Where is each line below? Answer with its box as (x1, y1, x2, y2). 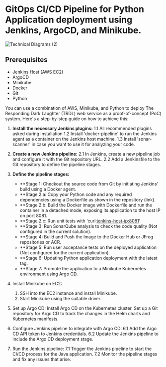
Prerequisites (5, 56, 48, 64)
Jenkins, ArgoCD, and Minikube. (5, 25, 142, 36)
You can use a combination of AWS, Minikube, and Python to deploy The (5, 105, 154, 111)
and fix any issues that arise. (12, 356, 71, 362)
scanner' (12, 141, 31, 147)
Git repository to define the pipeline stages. (12, 161, 101, 168)
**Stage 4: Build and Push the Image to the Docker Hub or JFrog (19, 233, 154, 240)
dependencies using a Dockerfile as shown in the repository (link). (19, 196, 156, 202)
